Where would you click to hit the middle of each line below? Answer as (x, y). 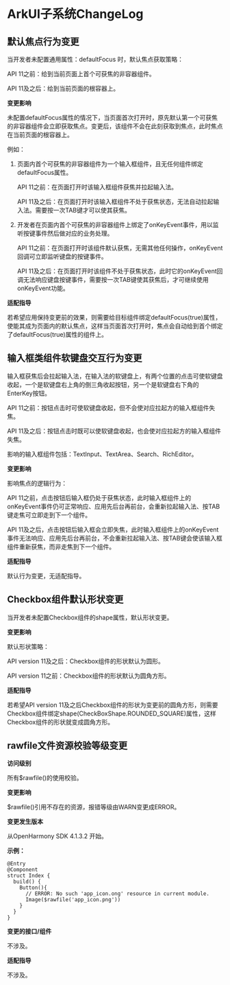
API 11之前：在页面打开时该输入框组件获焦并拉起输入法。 (97, 187)
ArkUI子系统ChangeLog (75, 14)
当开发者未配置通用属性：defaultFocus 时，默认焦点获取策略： (95, 59)
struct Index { (29, 876)
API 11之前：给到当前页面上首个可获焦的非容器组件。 (81, 74)
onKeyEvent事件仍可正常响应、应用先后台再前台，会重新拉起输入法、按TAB (114, 506)
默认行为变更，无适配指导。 (46, 575)
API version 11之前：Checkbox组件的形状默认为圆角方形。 (89, 676)
